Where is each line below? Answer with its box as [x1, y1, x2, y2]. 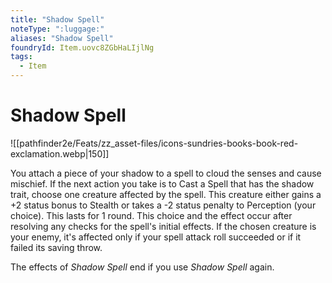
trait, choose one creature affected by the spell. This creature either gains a [10, 188, 322, 200]
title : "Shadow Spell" [10, 14, 105, 25]
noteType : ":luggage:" [10, 24, 105, 34]
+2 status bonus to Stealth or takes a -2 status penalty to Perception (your [10, 199, 317, 211]
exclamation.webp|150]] [10, 147, 110, 160]
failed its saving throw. [10, 241, 103, 253]
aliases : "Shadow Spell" [10, 33, 114, 43]
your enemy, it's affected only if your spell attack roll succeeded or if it [10, 231, 302, 243]
